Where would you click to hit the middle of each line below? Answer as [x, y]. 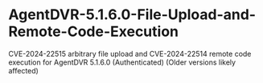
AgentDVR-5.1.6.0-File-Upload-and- [132, 15]
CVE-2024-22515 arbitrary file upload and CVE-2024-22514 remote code [130, 53]
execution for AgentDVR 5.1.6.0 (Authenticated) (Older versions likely [122, 62]
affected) [23, 70]
